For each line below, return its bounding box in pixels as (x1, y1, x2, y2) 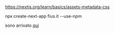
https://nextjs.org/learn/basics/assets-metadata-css (5, 4, 110, 10)
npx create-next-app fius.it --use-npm (5, 13, 82, 19)
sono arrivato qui (5, 22, 39, 28)
